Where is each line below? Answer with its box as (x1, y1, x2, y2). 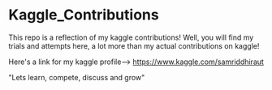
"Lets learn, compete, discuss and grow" (8, 72, 145, 82)
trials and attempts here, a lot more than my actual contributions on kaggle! (8, 41, 260, 50)
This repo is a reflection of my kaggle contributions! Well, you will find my (8, 32, 254, 42)
